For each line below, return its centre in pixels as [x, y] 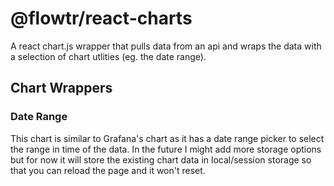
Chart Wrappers [61, 88]
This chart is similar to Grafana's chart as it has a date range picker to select [167, 138]
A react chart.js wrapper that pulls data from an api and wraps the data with [166, 46]
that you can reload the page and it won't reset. [108, 170]
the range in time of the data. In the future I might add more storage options [166, 149]
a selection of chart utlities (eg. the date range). [108, 56]
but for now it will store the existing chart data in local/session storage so [161, 159]
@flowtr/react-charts [101, 18]
